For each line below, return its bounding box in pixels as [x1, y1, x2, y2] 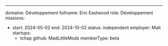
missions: [5, 15, 25, 21]
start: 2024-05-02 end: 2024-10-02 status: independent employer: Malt [12, 25, 161, 30]
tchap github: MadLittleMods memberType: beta [19, 35, 119, 41]
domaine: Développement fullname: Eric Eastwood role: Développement [5, 10, 153, 15]
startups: [12, 30, 31, 36]
